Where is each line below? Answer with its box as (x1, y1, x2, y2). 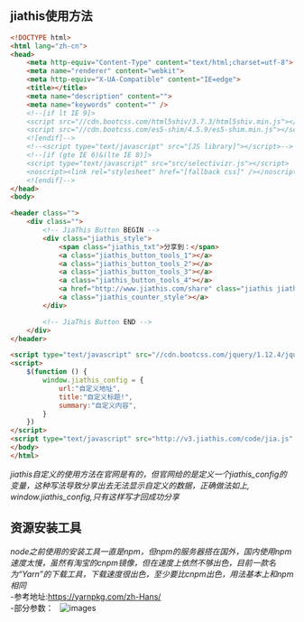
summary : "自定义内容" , (58, 401, 138, 410)
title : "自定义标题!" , (58, 392, 134, 402)
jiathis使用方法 (10, 8, 93, 24)
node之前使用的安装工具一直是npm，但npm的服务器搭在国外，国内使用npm (10, 545, 292, 557)
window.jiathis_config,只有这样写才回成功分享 (10, 491, 180, 502)
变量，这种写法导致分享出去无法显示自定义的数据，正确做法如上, (10, 479, 251, 490)
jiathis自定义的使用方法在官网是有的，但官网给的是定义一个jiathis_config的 (10, 469, 288, 479)
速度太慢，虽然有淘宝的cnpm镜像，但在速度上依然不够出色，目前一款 (10, 557, 269, 568)
